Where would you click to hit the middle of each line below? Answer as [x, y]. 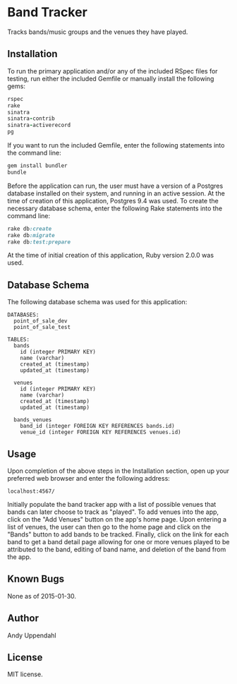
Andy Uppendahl [32, 635]
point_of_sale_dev [41, 321]
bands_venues [33, 420]
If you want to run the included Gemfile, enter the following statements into [116, 145]
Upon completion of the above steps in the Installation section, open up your [119, 471]
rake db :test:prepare [39, 242]
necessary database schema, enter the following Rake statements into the [115, 208]
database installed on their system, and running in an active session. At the [116, 193]
